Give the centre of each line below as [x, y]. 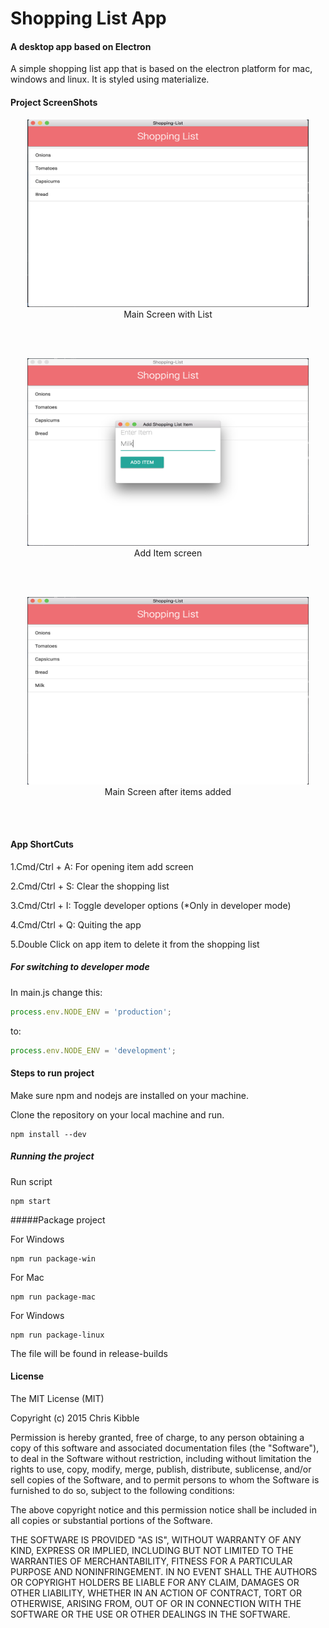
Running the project [52, 1156]
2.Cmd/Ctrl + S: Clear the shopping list [90, 886]
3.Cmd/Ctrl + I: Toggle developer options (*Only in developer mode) [151, 905]
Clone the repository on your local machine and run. [117, 1114]
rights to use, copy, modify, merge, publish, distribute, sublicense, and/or [161, 1469]
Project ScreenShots [54, 102]
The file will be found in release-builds [89, 1353]
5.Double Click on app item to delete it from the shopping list [135, 944]
